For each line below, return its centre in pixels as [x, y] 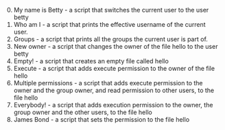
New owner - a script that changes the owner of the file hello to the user [116, 46]
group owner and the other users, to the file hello [83, 112]
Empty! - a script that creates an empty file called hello [91, 61]
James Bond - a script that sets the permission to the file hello [102, 119]
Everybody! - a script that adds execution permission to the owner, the [113, 105]
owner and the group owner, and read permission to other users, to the [114, 90]
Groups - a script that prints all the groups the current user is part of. [110, 39]
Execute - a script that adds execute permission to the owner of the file [114, 68]
